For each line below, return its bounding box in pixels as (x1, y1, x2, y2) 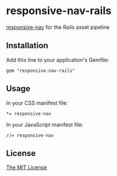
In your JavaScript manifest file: (6, 121, 84, 128)
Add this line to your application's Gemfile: (6, 56, 109, 63)
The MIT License (6, 164, 47, 171)
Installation (6, 41, 48, 51)
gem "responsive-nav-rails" (6, 68, 76, 74)
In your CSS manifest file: (6, 99, 68, 107)
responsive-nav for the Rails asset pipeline (6, 24, 110, 31)
